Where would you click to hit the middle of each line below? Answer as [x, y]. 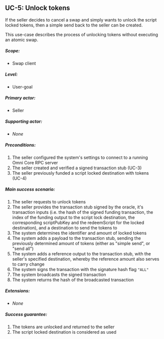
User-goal [22, 87]
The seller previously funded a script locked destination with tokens [81, 173]
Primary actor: [20, 98]
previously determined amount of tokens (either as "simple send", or [81, 243]
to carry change [28, 264]
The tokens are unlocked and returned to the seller [63, 327]
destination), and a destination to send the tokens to [65, 227]
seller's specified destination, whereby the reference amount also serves [86, 259]
